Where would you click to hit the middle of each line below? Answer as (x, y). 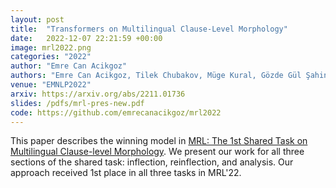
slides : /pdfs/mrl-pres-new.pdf (77, 103)
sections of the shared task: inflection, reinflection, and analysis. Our (152, 162)
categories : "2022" (51, 57)
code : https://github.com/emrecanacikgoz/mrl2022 (116, 112)
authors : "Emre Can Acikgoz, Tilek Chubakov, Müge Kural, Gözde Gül (156, 76)
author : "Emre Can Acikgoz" (69, 66)
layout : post (37, 19)
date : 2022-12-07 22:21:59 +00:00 (86, 38)
